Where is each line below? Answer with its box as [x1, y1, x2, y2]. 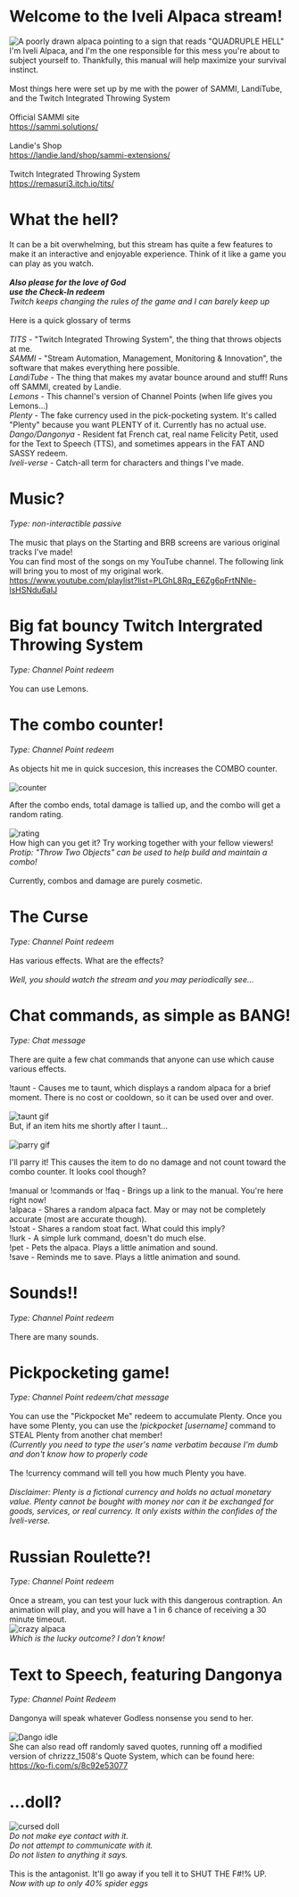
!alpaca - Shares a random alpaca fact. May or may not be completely [9, 1204, 266, 1215]
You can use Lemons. [9, 683, 89, 694]
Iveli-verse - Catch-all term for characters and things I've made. [9, 457, 245, 468]
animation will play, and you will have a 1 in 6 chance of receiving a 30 [9, 1605, 267, 1616]
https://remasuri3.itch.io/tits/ [9, 178, 114, 188]
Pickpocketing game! [9, 1362, 170, 1383]
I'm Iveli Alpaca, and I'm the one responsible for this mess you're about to [9, 45, 280, 55]
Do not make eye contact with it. [9, 1831, 129, 1842]
